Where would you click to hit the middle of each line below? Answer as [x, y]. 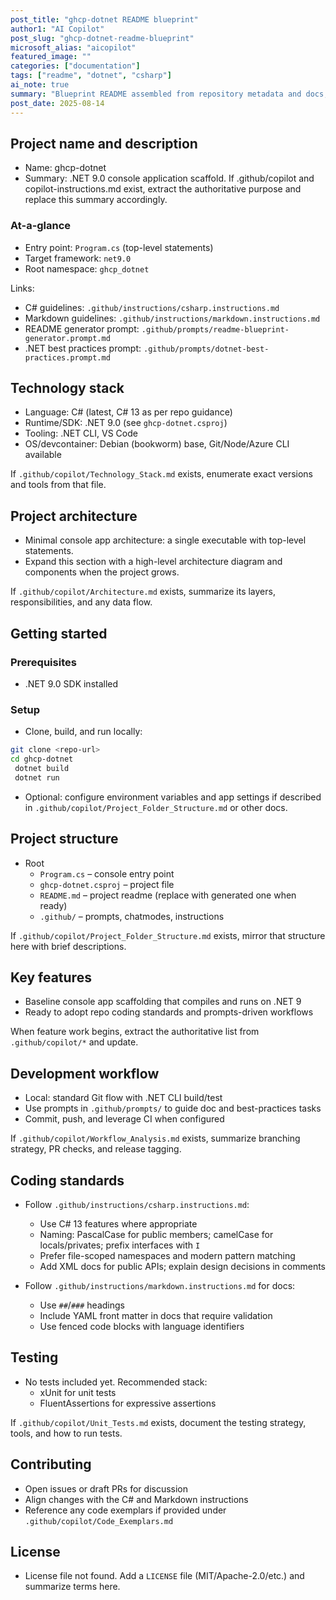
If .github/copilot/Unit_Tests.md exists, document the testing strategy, [158, 1422]
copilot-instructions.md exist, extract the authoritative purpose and [163, 189]
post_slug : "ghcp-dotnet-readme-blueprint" [102, 38]
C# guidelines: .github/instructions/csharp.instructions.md [152, 307]
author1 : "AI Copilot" [57, 29]
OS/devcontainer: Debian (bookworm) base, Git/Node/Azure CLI [157, 444]
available [43, 455]
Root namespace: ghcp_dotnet [87, 268]
